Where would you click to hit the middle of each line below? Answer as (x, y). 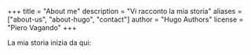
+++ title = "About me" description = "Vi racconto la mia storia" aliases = (125, 11)
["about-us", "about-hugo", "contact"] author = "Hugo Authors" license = (125, 19)
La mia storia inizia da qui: (49, 43)
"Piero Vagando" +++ (42, 27)
